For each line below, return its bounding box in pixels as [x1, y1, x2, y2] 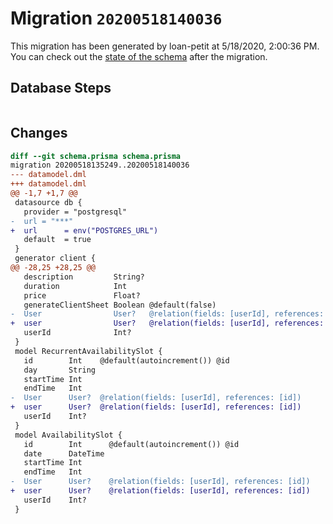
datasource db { [14, 197, 83, 207]
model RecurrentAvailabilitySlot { [14, 346, 163, 356]
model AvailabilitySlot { [14, 430, 123, 440]
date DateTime [23, 448, 105, 459]
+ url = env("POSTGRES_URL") [10, 225, 159, 236]
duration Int [23, 281, 128, 291]
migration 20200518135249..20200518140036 [10, 160, 190, 171]
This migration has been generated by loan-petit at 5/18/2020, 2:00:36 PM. [10, 40, 320, 52]
